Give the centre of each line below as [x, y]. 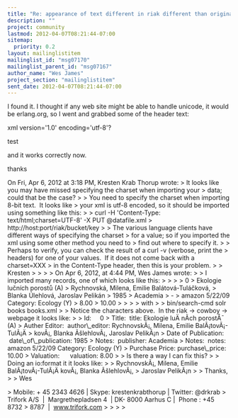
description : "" [31, 21]
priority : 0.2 [34, 47]
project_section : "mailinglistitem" [61, 80]
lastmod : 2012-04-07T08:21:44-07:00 [61, 34]
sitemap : [20, 40]
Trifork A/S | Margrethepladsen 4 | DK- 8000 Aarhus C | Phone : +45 [111, 400]
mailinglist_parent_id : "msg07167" [60, 67]
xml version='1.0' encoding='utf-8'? [59, 128]
